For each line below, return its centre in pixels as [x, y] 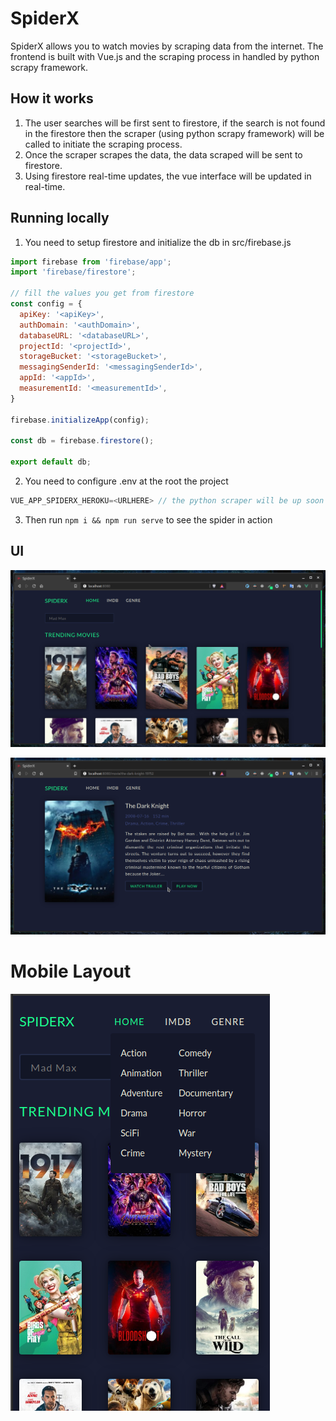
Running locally [60, 218]
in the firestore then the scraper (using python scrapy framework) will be [174, 133]
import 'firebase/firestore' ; [73, 272]
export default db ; [51, 462]
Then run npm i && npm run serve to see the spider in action [148, 519]
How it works [52, 98]
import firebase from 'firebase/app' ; [91, 262]
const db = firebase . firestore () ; [82, 441]
